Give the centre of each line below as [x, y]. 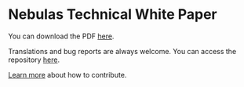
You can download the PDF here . [61, 36]
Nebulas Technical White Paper [113, 14]
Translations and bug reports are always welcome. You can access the [122, 51]
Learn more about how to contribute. [67, 74]
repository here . [34, 60]
